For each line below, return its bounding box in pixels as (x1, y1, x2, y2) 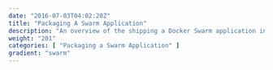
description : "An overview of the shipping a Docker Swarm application (8, 27, 256, 35)
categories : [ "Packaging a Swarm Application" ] (8, 42, 180, 50)
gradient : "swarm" (8, 49, 71, 57)
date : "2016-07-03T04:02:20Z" (8, 11, 111, 20)
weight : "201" (8, 34, 57, 43)
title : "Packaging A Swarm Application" (8, 19, 148, 27)
